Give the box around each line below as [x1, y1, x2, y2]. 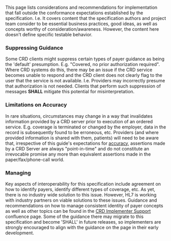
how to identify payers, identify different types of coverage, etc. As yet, [5, 186, 156, 192]
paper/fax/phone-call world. [5, 156, 65, 163]
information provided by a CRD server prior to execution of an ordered [5, 118, 153, 124]
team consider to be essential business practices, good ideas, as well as [5, 20, 158, 27]
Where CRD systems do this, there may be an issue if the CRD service [5, 67, 153, 73]
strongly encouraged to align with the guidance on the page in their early [5, 224, 159, 230]
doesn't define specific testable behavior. [5, 32, 93, 37]
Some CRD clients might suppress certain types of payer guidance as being [5, 56, 165, 62]
